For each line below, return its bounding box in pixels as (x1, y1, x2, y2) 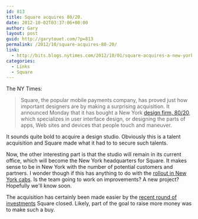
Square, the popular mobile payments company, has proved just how (20, 97, 188, 104)
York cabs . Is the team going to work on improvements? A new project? (6, 176, 180, 183)
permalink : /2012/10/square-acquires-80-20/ (6, 42, 117, 48)
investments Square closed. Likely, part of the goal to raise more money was (6, 200, 192, 207)
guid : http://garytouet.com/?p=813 (6, 36, 94, 42)
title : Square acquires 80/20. (6, 14, 83, 20)
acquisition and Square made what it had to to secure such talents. (6, 139, 168, 146)
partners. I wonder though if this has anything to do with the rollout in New (6, 169, 187, 177)
